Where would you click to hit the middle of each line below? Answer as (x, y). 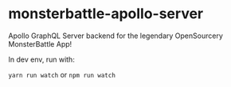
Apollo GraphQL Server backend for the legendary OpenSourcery (115, 36)
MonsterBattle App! (40, 43)
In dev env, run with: (42, 59)
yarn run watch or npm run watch (62, 74)
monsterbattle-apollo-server (106, 14)
